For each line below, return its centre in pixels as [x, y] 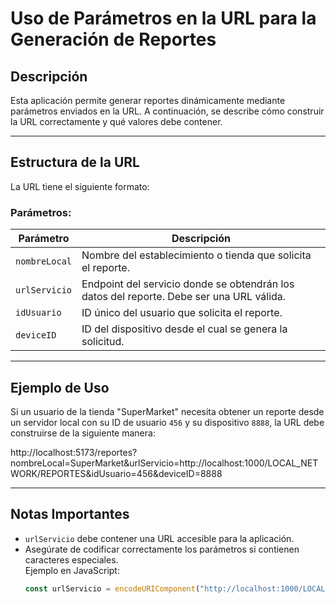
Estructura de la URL [75, 162]
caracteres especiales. [71, 559]
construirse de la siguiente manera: [83, 433]
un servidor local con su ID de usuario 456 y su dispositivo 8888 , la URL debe [167, 422]
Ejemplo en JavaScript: [72, 570]
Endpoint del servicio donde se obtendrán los [188, 284]
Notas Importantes [70, 514]
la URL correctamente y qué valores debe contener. [116, 121]
